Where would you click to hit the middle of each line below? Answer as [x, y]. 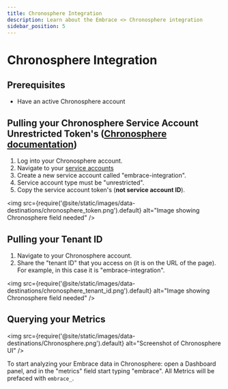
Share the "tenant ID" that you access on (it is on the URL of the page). [116, 263]
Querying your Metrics [56, 320]
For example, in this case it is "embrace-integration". [91, 270]
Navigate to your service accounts [65, 168]
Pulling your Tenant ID [55, 239]
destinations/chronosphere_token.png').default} [74, 211]
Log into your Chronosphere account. [70, 161]
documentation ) [42, 144]
